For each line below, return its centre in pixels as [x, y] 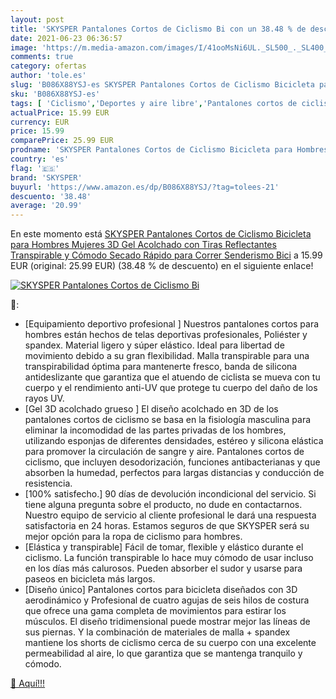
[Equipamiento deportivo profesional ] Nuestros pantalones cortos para [172, 324]
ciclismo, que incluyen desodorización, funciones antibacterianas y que [172, 462]
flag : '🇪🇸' [35, 168]
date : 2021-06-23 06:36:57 [66, 38]
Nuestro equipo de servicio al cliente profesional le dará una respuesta [170, 515]
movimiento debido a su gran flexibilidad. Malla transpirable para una [167, 356]
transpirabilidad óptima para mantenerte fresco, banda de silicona [161, 367]
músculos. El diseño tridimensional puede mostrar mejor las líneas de [167, 622]
